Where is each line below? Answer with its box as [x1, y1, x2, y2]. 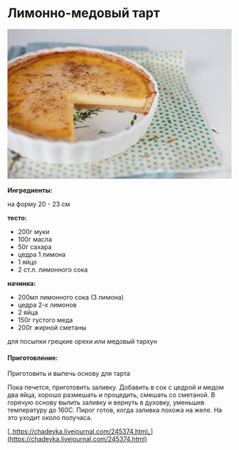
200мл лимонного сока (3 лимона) [17, 292, 124, 301]
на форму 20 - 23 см [7, 200, 70, 208]
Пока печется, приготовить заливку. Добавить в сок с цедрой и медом [7, 383, 224, 392]
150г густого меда [17, 315, 73, 324]
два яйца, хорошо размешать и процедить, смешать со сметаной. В [7, 391, 216, 399]
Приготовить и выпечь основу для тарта [7, 369, 130, 378]
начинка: [7, 279, 36, 287]
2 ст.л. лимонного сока [17, 265, 88, 274]
